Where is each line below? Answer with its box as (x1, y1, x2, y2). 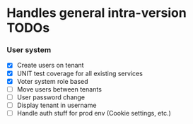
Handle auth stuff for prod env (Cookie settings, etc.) (16, 108, 171, 117)
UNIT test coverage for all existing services (16, 69, 143, 77)
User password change (16, 93, 86, 101)
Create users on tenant (16, 61, 84, 70)
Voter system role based (16, 77, 89, 85)
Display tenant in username (16, 101, 97, 109)
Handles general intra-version (6, 5, 187, 21)
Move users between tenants (16, 85, 102, 93)
